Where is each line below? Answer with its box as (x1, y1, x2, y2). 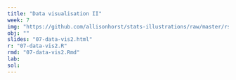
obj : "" (7, 29, 30, 37)
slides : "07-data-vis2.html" (7, 36, 93, 43)
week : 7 (7, 17, 30, 24)
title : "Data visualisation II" (7, 10, 102, 17)
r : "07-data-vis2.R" (7, 42, 68, 49)
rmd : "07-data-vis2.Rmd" (7, 49, 80, 56)
